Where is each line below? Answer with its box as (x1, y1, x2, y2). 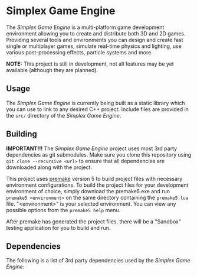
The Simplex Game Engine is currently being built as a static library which (6, 99, 185, 106)
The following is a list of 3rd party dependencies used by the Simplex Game (6, 257, 191, 264)
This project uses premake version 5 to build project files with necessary (6, 175, 183, 182)
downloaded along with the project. (6, 164, 93, 171)
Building (6, 129, 37, 139)
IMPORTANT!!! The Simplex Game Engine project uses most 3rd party (6, 145, 178, 152)
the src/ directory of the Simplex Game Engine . (6, 112, 122, 119)
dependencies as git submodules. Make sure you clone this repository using (6, 151, 192, 158)
